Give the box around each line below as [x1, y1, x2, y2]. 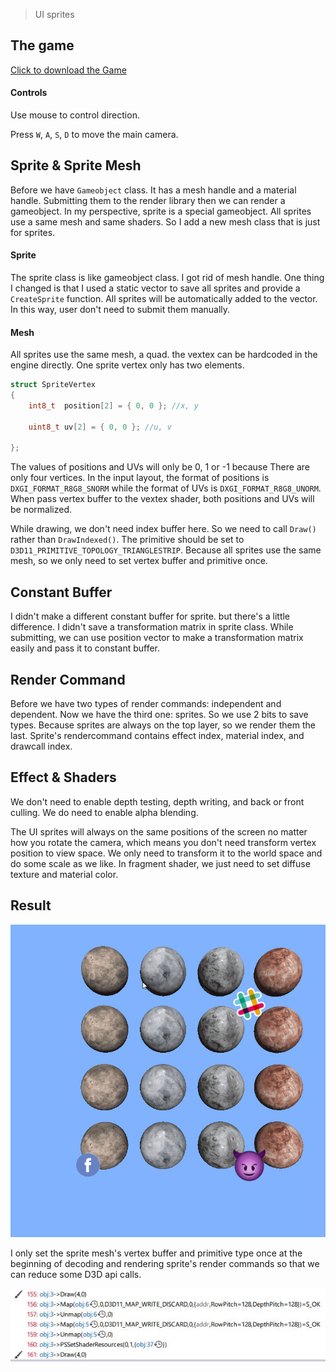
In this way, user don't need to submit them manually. [10, 304, 231, 316]
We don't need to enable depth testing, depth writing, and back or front [10, 795, 305, 808]
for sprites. [10, 226, 56, 238]
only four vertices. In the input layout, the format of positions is [10, 472, 270, 484]
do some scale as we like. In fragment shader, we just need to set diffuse [10, 857, 311, 869]
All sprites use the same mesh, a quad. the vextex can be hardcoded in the [10, 349, 318, 361]
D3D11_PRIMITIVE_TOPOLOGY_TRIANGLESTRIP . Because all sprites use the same [10, 544, 322, 556]
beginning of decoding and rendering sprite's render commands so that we [10, 1258, 320, 1270]
